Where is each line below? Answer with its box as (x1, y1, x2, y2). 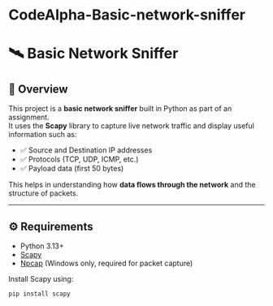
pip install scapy (8, 290, 71, 298)
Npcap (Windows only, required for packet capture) (19, 258, 193, 268)
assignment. (8, 112, 50, 123)
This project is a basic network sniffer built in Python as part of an (8, 104, 232, 114)
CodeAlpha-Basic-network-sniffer (8, 6, 246, 24)
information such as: (8, 130, 77, 140)
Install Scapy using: (8, 274, 74, 283)
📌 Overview (8, 82, 68, 96)
